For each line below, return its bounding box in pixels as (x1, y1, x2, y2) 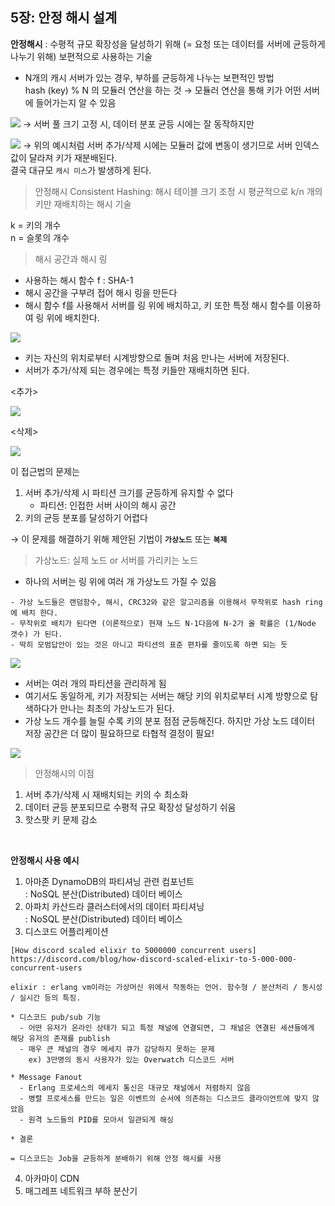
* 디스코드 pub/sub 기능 (10, 1012, 102, 1022)
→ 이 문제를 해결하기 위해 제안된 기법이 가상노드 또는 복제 (10, 533, 228, 545)
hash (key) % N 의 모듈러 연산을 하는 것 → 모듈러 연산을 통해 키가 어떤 (24, 84, 302, 96)
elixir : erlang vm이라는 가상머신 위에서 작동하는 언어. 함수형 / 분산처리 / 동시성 (10, 982, 323, 992)
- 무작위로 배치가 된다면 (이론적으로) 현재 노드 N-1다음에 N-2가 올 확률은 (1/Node (10, 618, 317, 628)
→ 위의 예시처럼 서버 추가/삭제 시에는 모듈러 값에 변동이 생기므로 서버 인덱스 (22, 139, 320, 151)
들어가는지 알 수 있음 (35, 96, 117, 108)
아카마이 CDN (24, 1172, 80, 1184)
